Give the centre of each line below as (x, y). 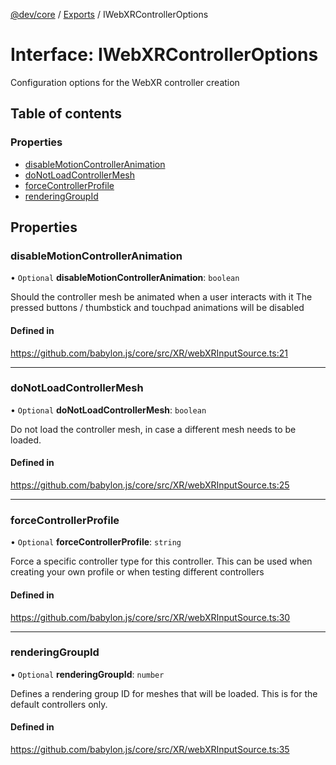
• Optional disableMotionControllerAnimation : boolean (125, 278)
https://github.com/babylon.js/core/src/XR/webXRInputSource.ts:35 (150, 750)
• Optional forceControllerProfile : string (96, 542)
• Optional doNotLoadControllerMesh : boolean (108, 410)
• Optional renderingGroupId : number (87, 674)
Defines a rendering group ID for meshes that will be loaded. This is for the (164, 693)
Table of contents (66, 114)
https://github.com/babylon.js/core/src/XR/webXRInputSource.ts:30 (150, 617)
